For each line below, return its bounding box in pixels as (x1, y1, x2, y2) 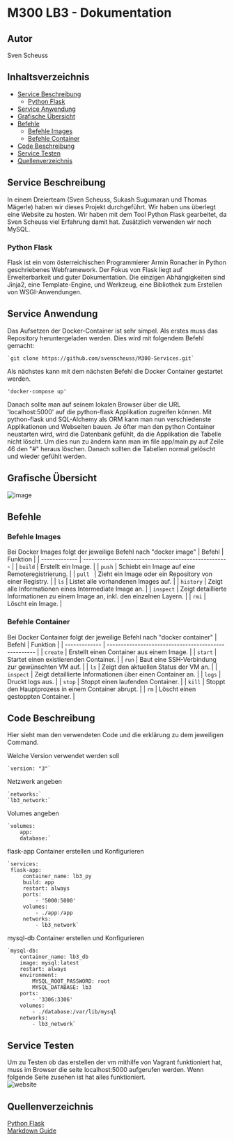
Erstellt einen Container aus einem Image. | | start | (68, 647, 217, 656)
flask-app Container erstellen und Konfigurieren (7, 847, 144, 856)
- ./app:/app (35, 909, 73, 916)
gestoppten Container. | (7, 692, 75, 700)
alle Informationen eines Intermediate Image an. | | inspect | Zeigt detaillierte (7, 584, 227, 594)
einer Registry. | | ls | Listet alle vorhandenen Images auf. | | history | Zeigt (7, 577, 223, 586)
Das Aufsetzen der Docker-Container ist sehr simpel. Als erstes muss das (7, 326, 218, 335)
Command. (7, 738, 39, 747)
